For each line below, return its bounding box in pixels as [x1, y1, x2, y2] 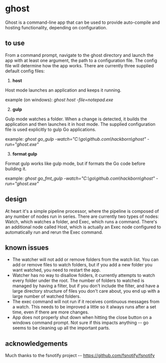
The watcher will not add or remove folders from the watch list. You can [12, 257, 159, 262]
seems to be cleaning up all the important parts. [12, 325, 111, 331]
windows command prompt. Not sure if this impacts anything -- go [12, 320, 149, 326]
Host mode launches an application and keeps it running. [5, 87, 121, 93]
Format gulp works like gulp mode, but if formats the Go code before [5, 160, 145, 166]
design [5, 195, 27, 204]
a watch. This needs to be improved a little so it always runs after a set [12, 304, 157, 310]
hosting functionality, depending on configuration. [5, 24, 108, 30]
